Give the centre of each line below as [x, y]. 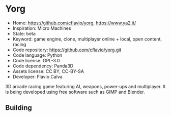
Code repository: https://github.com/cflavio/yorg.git [67, 50]
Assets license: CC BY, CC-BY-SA [48, 71]
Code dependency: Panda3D [43, 66]
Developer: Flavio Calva [37, 76]
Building [19, 108]
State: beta [24, 33]
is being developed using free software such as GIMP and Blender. [75, 92]
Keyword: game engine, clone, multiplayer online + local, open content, [87, 39]
